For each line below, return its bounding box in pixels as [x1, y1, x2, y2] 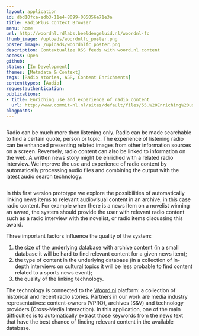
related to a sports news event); [14, 269, 93, 276]
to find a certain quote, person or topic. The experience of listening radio [6, 135, 184, 143]
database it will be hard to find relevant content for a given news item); [14, 250, 188, 257]
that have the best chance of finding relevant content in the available [6, 318, 174, 325]
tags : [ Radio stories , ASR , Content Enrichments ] [6, 75, 131, 80]
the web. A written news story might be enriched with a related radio [6, 154, 174, 161]
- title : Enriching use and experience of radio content [6, 96, 150, 102]
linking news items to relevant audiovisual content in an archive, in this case [6, 196, 191, 203]
